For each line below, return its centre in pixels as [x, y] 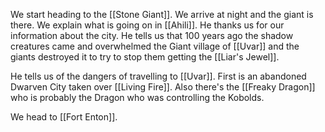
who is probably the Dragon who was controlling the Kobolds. [137, 97]
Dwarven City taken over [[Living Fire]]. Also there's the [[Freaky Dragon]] [163, 87]
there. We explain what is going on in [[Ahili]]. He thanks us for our [147, 25]
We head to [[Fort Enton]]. [64, 117]
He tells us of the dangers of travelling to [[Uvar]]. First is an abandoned [158, 76]
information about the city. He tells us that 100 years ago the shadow [152, 35]
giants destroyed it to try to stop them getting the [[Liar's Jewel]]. [145, 57]
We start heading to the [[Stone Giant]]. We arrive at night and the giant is [162, 14]
